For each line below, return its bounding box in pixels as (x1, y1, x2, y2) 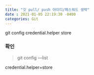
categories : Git (5, 16, 38, 21)
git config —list (17, 55, 48, 61)
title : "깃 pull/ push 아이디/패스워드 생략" (5, 7, 90, 12)
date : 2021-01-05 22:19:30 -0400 (5, 12, 76, 17)
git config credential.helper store (5, 30, 71, 36)
